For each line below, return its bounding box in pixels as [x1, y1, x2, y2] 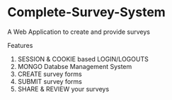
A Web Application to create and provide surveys [7, 27, 151, 36]
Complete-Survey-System [7, 4, 166, 20]
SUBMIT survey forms [17, 77, 83, 85]
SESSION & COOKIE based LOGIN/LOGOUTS [17, 54, 149, 63]
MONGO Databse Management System [17, 62, 132, 70]
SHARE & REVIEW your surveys [17, 85, 110, 93]
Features [7, 41, 33, 49]
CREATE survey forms [17, 70, 83, 78]
